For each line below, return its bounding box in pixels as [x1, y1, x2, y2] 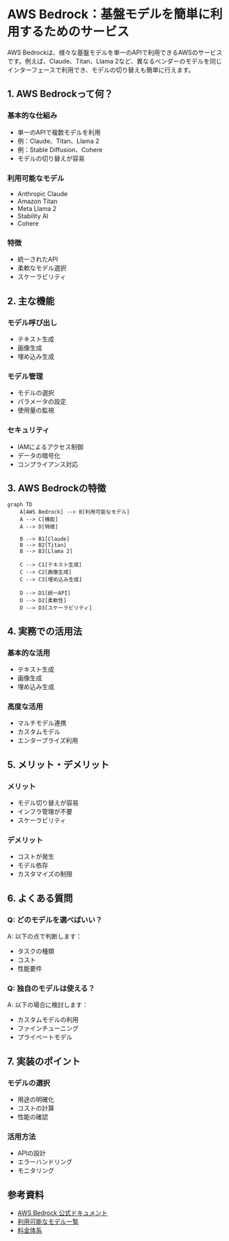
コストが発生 [17, 852, 54, 861]
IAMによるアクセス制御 [17, 443, 84, 451]
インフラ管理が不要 [17, 807, 73, 815]
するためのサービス [19, 24, 130, 40]
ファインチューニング [17, 1024, 79, 1033]
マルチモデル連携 [17, 719, 67, 727]
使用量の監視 [17, 406, 54, 415]
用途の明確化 [17, 1095, 54, 1103]
